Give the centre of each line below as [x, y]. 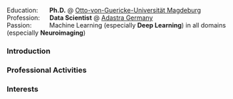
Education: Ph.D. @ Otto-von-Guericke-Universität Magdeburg [104, 10]
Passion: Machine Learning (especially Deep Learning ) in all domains [116, 25]
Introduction [29, 51]
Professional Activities [47, 70]
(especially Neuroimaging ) [46, 33]
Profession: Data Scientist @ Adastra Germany [80, 18]
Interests [22, 89]
